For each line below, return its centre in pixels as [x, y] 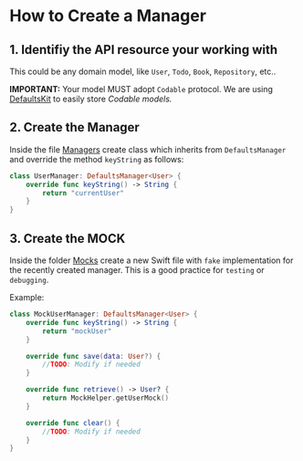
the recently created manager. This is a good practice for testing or [137, 270]
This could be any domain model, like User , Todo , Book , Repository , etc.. [143, 71]
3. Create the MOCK [68, 238]
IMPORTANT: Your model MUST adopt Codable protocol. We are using [141, 89]
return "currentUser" [84, 193]
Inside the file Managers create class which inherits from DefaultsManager [148, 149]
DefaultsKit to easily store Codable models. [91, 99]
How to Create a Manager [108, 16]
